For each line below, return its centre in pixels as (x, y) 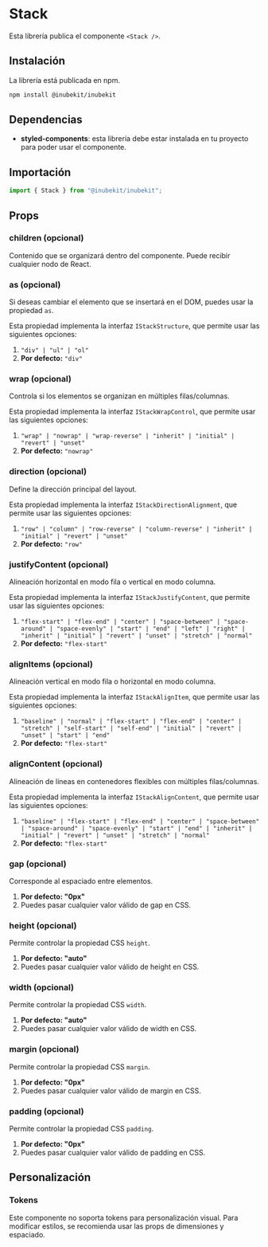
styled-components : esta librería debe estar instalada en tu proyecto (134, 139)
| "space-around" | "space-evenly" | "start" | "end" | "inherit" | (136, 828)
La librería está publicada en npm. (64, 80)
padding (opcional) (47, 1111)
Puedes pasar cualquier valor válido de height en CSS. (110, 967)
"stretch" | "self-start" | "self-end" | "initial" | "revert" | (131, 729)
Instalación (37, 61)
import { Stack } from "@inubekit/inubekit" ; (85, 191)
